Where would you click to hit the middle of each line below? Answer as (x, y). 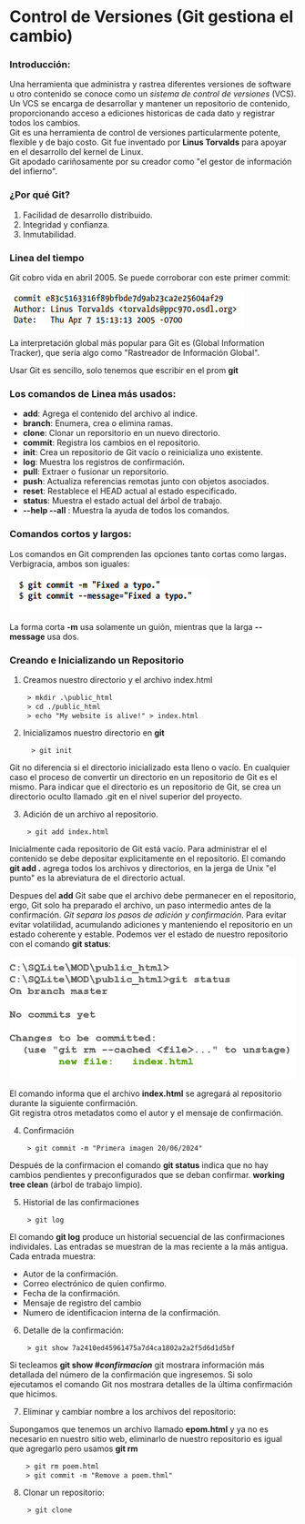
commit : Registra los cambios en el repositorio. (111, 442)
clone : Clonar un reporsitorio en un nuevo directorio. (121, 433)
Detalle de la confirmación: (73, 1330)
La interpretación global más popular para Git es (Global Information (137, 343)
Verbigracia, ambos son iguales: (70, 564)
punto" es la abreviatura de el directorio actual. (97, 878)
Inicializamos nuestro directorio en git (94, 732)
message (27, 636)
